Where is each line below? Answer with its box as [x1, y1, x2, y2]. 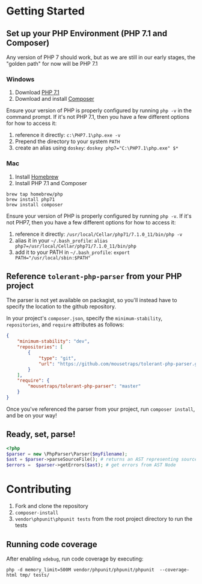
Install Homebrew [14, 173, 59, 180]
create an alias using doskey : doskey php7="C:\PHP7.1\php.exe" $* [14, 144, 179, 151]
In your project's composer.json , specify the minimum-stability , [6, 315, 163, 322]
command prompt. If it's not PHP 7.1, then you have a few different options [6, 113, 189, 121]
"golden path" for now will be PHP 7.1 [6, 60, 98, 67]
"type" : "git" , [38, 355, 77, 361]
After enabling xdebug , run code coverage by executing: [6, 555, 144, 562]
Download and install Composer [14, 95, 94, 103]
